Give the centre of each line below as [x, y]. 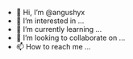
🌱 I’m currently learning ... [59, 29]
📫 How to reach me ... [53, 47]
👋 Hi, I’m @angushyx [50, 12]
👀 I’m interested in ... [50, 21]
